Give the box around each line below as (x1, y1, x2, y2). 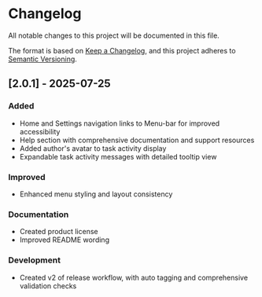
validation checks (19, 280, 77, 291)
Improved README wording (19, 235, 110, 244)
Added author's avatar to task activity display (19, 143, 167, 153)
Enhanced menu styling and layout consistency (19, 189, 173, 199)
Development (8, 255, 61, 266)
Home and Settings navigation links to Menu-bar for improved (19, 119, 220, 128)
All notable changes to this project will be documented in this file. (8, 31, 220, 40)
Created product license (19, 227, 98, 236)
